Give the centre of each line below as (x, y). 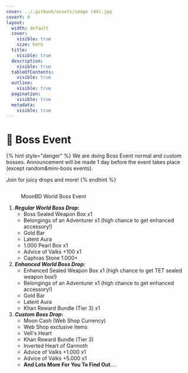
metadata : (23, 105)
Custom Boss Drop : (39, 315)
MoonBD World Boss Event (54, 197)
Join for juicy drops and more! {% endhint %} (61, 180)
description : (27, 61)
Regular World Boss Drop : (47, 208)
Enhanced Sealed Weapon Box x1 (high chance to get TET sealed (103, 271)
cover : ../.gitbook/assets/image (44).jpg (59, 12)
